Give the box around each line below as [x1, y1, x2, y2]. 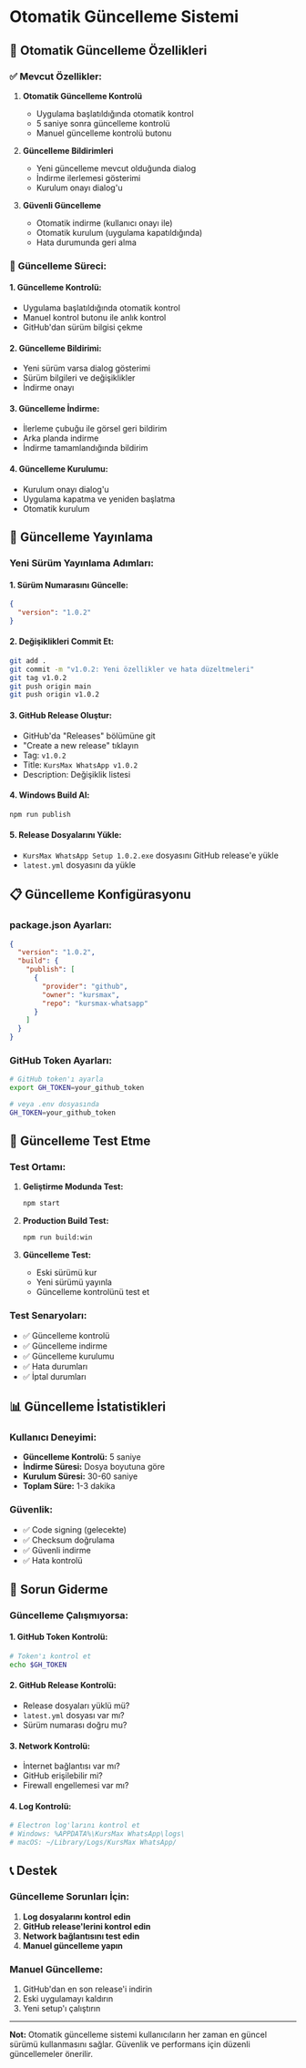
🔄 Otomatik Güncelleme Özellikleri [9, 43, 208, 58]
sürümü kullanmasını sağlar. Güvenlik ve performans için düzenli [9, 2039, 250, 2050]
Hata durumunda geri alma [36, 237, 137, 248]
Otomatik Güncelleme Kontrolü [22, 90, 143, 101]
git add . [9, 656, 47, 666]
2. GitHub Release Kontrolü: [9, 1680, 117, 1691]
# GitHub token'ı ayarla [9, 1075, 104, 1085]
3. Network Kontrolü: [9, 1740, 91, 1751]
